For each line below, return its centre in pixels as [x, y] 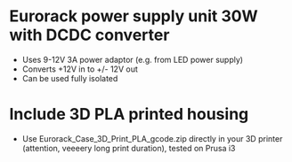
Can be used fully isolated [70, 78]
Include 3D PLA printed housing [129, 115]
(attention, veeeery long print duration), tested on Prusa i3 [129, 148]
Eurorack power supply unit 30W [134, 16]
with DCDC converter [89, 35]
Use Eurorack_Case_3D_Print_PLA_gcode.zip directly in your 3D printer [152, 138]
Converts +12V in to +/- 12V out [80, 69]
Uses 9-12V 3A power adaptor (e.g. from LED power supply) [132, 59]
